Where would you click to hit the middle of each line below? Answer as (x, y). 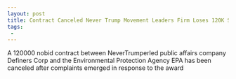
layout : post (26, 14)
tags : (15, 27)
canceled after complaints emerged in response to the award (96, 68)
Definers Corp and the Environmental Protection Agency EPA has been (110, 61)
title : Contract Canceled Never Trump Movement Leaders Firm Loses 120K (116, 20)
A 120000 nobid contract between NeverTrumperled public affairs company (117, 53)
